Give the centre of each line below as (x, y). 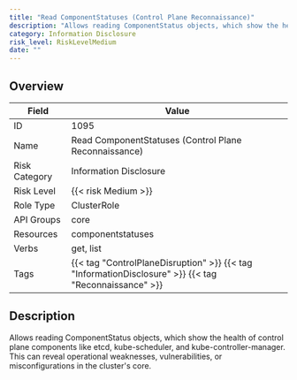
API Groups (37, 219)
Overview (37, 86)
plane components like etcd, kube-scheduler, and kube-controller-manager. (147, 346)
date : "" (25, 50)
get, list (86, 248)
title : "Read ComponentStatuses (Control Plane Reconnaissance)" (132, 17)
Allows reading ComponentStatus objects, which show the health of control (147, 338)
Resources (36, 233)
